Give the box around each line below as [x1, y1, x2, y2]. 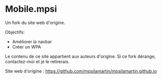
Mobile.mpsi [5, 3, 57, 15]
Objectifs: [5, 29, 25, 35]
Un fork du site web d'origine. [5, 20, 65, 26]
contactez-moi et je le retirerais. [5, 58, 70, 64]
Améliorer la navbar [12, 38, 53, 45]
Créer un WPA [12, 44, 41, 50]
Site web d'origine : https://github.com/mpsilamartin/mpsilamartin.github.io [5, 68, 157, 74]
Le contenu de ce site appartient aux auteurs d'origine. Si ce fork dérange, [5, 53, 156, 59]
